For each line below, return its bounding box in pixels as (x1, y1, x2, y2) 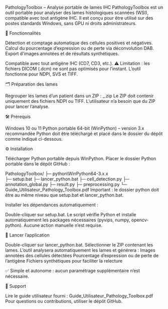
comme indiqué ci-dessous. (5, 136, 63, 142)
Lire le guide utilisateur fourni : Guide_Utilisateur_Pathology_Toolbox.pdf (5, 293, 153, 299)
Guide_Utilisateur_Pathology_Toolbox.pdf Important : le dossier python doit (5, 187, 159, 193)
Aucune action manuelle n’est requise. (23, 222, 103, 228)
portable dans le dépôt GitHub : (5, 161, 70, 167)
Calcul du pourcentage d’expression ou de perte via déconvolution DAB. (5, 45, 154, 51)
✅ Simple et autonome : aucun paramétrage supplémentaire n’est (5, 268, 140, 274)
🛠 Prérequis (5, 113, 31, 119)
